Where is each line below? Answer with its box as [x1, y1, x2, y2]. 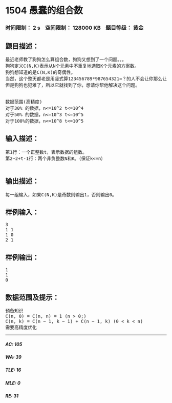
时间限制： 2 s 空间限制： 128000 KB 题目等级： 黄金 [5, 24, 144, 31]
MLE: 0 [5, 380, 20, 386]
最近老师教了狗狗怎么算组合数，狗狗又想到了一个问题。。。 [5, 56, 126, 62]
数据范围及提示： [5, 293, 59, 301]
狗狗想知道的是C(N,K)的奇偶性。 [5, 69, 76, 75]
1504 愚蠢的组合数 [5, 5, 83, 16]
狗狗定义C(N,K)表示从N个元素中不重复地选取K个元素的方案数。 [5, 63, 139, 69]
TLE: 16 [5, 367, 21, 373]
